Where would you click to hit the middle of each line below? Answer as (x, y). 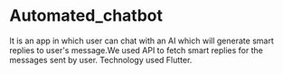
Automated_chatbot (86, 16)
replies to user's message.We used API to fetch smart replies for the (137, 50)
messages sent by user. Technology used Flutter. (101, 60)
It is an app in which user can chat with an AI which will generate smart (141, 41)
